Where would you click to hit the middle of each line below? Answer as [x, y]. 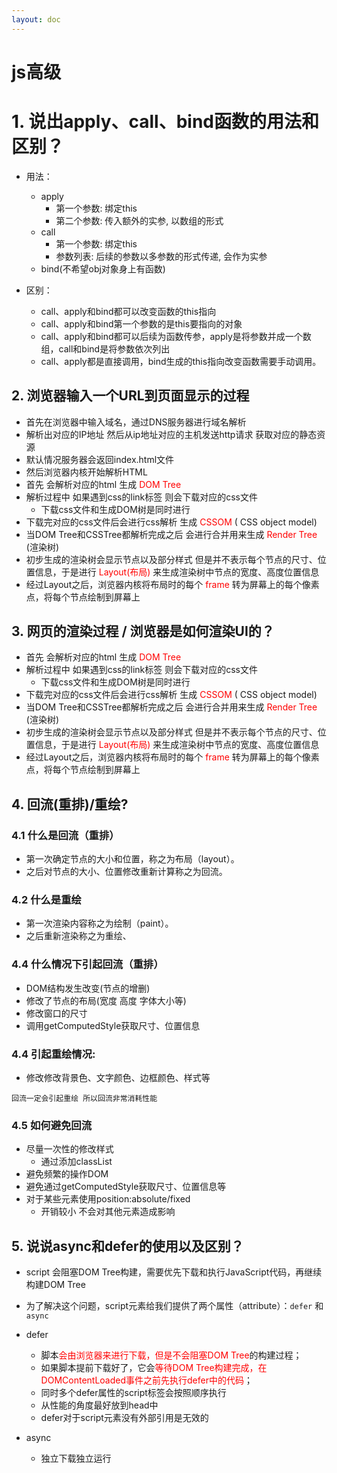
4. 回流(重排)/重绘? [70, 804]
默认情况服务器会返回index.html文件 [100, 459]
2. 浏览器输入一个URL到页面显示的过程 [130, 396]
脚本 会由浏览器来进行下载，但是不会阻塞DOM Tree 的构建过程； [171, 1355]
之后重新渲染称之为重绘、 [78, 936]
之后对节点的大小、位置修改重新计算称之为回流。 [126, 872]
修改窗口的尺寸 [56, 1013]
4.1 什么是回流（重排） [65, 835]
